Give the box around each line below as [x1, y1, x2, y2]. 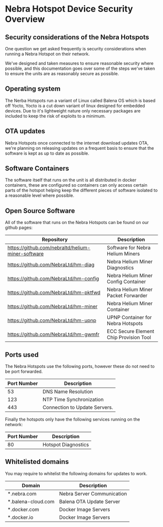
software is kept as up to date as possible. [5, 150, 90, 156]
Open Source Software [5, 207, 75, 215]
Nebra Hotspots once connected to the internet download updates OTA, [5, 140, 149, 146]
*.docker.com [7, 506, 40, 512]
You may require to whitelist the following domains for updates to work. [5, 470, 147, 476]
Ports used [5, 351, 39, 359]
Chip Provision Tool [106, 334, 151, 341]
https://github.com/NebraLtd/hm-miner [7, 303, 98, 310]
